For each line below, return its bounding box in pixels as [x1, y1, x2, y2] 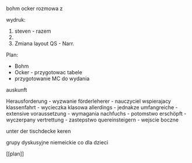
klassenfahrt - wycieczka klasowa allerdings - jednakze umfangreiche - [6, 104, 178, 110]
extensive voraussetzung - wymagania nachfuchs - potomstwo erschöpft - [6, 110, 187, 117]
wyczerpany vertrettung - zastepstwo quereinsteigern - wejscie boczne [6, 116, 179, 123]
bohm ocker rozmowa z [6, 5, 63, 12]
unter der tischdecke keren [6, 128, 71, 134]
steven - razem [14, 27, 51, 34]
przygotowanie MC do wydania [14, 75, 90, 82]
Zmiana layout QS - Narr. [14, 40, 75, 47]
